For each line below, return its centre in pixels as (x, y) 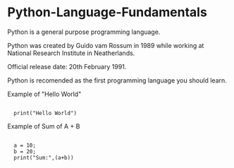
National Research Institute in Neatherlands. (71, 53)
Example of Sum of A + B (44, 126)
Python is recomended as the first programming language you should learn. (117, 80)
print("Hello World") (45, 113)
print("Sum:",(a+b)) (44, 157)
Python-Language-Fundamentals (107, 12)
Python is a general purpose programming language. (84, 32)
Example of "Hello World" (44, 94)
